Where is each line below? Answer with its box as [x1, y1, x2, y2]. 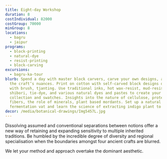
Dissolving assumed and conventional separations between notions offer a [5, 122, 158, 128]
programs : [5, 44, 26, 49]
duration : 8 [5, 12, 30, 17]
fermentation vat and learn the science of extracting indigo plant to [9, 104, 162, 109]
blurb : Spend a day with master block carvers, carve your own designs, [5, 77, 159, 81]
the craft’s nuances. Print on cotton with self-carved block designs [9, 81, 159, 86]
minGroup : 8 [5, 26, 30, 31]
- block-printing [9, 49, 46, 54]
